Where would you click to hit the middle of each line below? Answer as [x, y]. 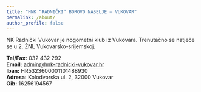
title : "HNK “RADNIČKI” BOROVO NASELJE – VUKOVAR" [72, 12]
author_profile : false [35, 23]
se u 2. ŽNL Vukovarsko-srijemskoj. [51, 46]
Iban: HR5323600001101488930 [47, 71]
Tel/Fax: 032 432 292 [34, 58]
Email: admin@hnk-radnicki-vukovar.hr [55, 64]
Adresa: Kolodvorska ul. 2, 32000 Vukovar [60, 77]
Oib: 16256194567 [29, 84]
